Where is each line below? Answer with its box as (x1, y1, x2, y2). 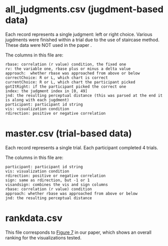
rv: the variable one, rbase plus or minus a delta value (5, 66, 131, 71)
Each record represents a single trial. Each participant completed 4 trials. (5, 144, 158, 151)
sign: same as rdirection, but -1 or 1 (5, 177, 90, 183)
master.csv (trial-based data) (5, 128, 132, 140)
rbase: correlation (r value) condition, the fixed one (5, 62, 126, 67)
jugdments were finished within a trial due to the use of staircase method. (5, 37, 160, 43)
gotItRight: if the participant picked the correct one (5, 84, 126, 89)
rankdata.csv (5, 212, 63, 224)
